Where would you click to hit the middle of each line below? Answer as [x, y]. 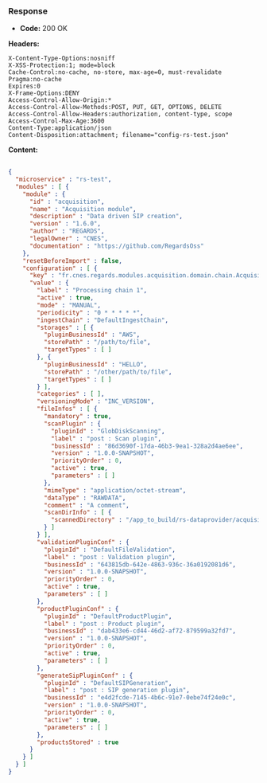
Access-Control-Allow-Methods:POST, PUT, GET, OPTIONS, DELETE [115, 108]
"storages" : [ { [65, 327]
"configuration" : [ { [60, 268]
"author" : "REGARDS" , [67, 231]
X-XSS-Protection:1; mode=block [62, 65]
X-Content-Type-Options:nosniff [62, 59]
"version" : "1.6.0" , [65, 224]
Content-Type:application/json [60, 128]
